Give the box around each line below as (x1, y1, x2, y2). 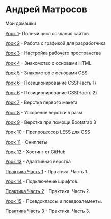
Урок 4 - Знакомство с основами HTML (5, 60, 92, 66)
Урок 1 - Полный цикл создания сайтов (5, 30, 89, 36)
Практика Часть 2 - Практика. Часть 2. (5, 188, 90, 194)
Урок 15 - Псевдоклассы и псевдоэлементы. (5, 198, 102, 204)
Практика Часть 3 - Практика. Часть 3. (5, 208, 90, 214)
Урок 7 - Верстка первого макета (5, 99, 78, 105)
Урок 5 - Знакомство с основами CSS (5, 70, 88, 76)
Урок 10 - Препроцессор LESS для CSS (5, 129, 90, 135)
